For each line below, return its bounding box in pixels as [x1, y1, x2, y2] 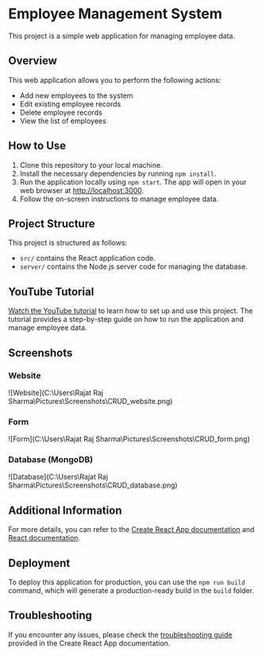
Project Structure [8, 216, 95, 231]
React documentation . [8, 534, 81, 543]
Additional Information [8, 503, 122, 517]
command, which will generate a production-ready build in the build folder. [8, 586, 254, 596]
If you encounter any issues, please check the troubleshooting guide [8, 630, 233, 639]
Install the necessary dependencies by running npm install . [19, 169, 217, 178]
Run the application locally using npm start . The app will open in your [19, 177, 247, 187]
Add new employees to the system [19, 91, 133, 100]
